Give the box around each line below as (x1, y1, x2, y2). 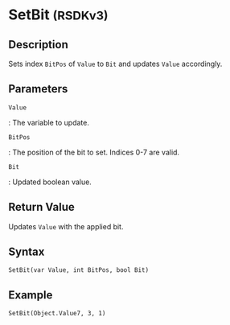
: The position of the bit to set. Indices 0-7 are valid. (8, 147, 179, 157)
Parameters (8, 82, 68, 96)
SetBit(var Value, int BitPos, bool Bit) (8, 266, 150, 274)
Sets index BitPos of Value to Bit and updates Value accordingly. (8, 59, 223, 68)
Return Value (8, 200, 75, 214)
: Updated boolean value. (8, 177, 92, 187)
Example (8, 288, 53, 302)
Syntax (8, 245, 45, 259)
